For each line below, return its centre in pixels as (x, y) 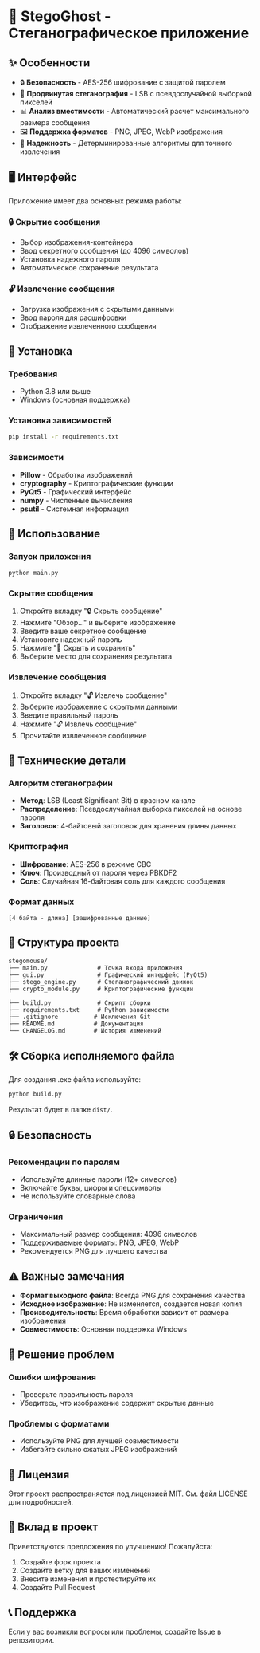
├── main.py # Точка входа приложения (95, 968)
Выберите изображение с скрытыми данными (98, 706)
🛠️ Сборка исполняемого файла (91, 1056)
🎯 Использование (54, 533)
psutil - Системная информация (74, 509)
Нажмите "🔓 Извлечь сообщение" (78, 724)
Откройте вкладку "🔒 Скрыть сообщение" (91, 611)
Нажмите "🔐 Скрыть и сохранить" (78, 648)
